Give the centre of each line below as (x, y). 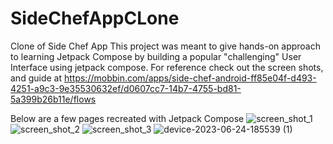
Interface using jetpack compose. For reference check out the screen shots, (167, 67)
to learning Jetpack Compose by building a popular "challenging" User (156, 56)
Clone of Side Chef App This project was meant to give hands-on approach (166, 46)
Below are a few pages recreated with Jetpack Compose (127, 118)
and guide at (36, 78)
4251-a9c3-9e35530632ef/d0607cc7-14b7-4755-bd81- (126, 88)
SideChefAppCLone (95, 18)
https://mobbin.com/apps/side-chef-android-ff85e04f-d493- (190, 78)
